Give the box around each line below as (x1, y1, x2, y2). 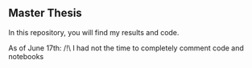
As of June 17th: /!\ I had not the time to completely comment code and (8, 43, 244, 53)
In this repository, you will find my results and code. (8, 27, 180, 37)
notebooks (8, 51, 44, 61)
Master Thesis (8, 6, 82, 20)
